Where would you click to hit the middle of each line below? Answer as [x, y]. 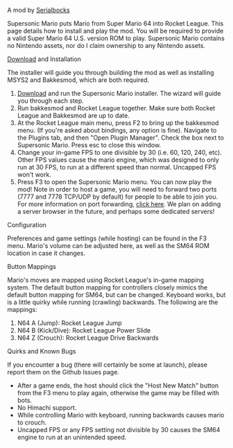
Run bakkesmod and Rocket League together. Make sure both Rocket [116, 108]
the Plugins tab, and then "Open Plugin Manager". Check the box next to [120, 138]
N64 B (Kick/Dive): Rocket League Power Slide [84, 330]
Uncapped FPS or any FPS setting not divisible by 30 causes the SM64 [119, 430]
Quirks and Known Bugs [42, 351]
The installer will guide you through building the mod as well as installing [111, 73]
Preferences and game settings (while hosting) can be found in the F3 [107, 238]
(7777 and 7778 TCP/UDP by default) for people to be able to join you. [118, 197]
